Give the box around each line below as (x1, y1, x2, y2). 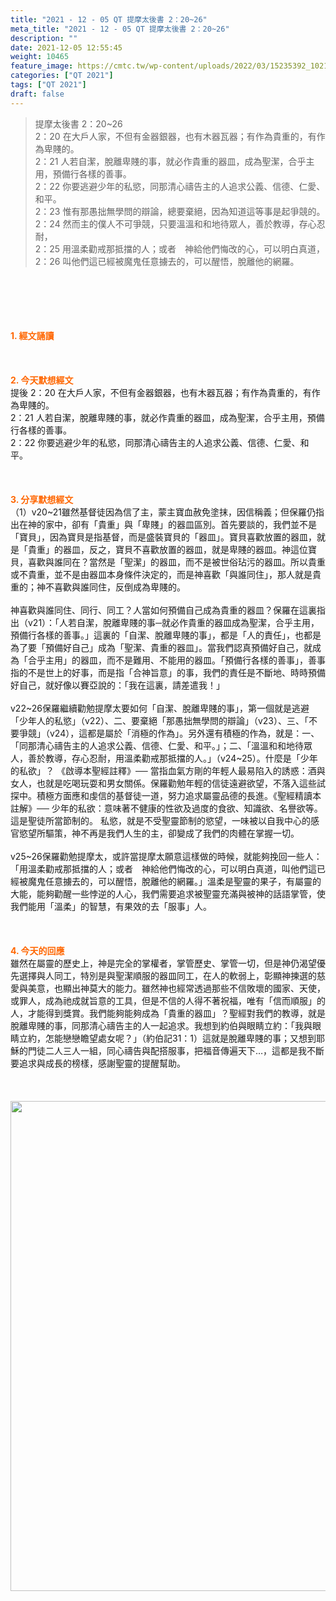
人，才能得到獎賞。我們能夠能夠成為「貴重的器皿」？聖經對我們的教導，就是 (10, 1007, 326, 1019)
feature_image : (10, 61, 74, 71)
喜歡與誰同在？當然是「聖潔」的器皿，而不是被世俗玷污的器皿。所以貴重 (27, 556, 326, 568)
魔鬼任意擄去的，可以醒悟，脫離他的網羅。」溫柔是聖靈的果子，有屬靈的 (27, 875, 322, 887)
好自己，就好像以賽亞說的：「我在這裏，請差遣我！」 (10, 679, 225, 691)
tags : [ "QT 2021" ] (10, 80, 87, 90)
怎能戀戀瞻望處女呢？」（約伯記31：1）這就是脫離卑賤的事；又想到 (44, 1032, 317, 1044)
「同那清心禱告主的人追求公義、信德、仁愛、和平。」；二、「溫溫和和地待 (10, 739, 304, 751)
